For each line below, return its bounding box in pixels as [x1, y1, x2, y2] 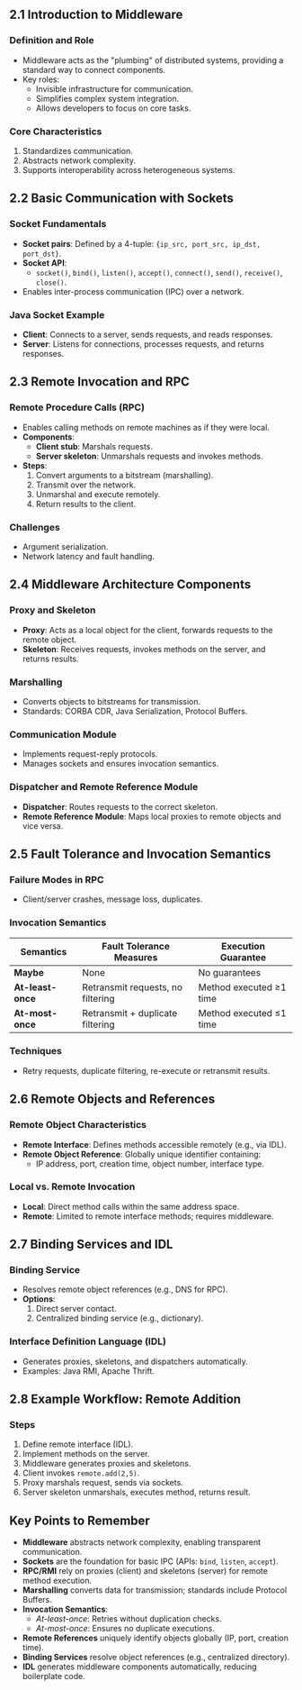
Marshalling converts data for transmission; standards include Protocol [22, 1585, 288, 1595]
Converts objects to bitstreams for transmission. [22, 695, 200, 706]
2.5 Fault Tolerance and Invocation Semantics [9, 846, 271, 861]
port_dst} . [22, 248, 62, 259]
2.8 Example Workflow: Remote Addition [9, 1392, 241, 1407]
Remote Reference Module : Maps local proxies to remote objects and [22, 811, 281, 822]
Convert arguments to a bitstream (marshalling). [35, 469, 214, 480]
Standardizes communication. [22, 145, 133, 156]
